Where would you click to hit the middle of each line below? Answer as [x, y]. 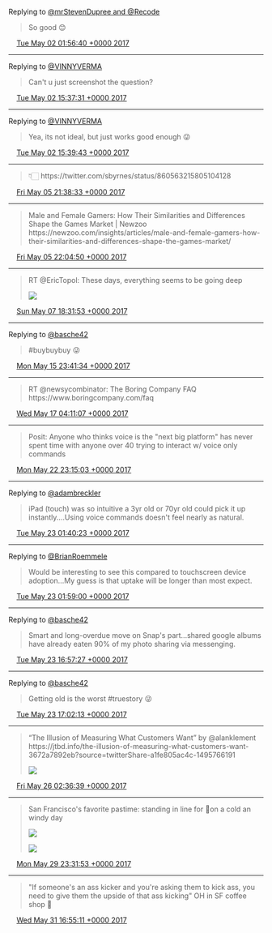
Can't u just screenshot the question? [91, 82]
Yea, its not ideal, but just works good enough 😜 [109, 137]
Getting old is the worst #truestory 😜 [90, 699]
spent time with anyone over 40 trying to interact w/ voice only [133, 445]
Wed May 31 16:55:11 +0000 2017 [71, 920]
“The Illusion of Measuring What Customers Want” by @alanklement [142, 738]
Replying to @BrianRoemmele [58, 556]
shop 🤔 [40, 904]
